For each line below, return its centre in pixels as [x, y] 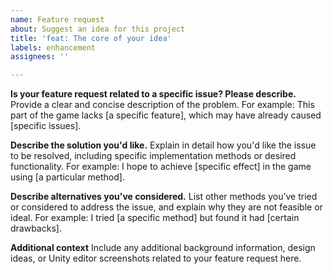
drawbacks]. [36, 228]
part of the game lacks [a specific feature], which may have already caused [166, 115]
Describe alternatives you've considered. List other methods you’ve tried [164, 197]
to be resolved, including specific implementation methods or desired [153, 156]
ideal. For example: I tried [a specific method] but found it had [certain [155, 218]
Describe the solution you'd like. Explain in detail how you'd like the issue [163, 145]
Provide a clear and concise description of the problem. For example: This [162, 105]
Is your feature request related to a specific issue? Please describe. [153, 94]
